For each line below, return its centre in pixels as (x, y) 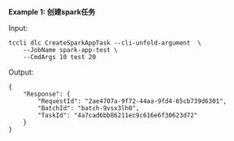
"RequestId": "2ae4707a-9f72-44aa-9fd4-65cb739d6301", (132, 101)
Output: (21, 72)
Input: (18, 28)
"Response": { (47, 94)
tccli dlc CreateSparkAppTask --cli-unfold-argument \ (105, 43)
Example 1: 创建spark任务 (52, 12)
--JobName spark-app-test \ (70, 50)
